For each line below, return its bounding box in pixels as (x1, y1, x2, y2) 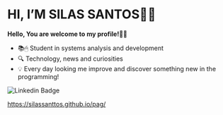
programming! (17, 72, 59, 80)
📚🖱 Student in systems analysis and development (17, 44, 164, 52)
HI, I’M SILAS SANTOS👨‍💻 (7, 6, 156, 23)
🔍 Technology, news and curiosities (17, 54, 124, 63)
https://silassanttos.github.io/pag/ (7, 99, 106, 108)
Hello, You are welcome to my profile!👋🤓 (7, 30, 127, 38)
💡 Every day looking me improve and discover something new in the (17, 64, 217, 73)
